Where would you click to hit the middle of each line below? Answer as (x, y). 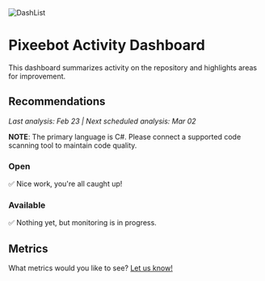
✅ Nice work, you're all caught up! (65, 184)
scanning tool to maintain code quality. (73, 145)
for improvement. (37, 76)
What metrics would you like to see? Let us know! (91, 268)
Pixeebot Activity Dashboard (107, 46)
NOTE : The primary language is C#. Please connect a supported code (125, 136)
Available (27, 205)
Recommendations (57, 101)
